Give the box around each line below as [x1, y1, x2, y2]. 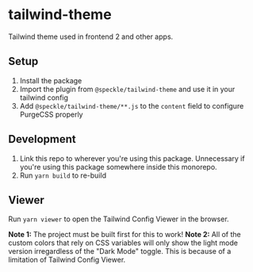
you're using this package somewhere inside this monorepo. [19, 162, 217, 171]
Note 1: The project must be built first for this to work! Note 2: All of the [8, 230, 242, 239]
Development [8, 132, 77, 146]
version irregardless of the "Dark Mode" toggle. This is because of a [8, 247, 232, 256]
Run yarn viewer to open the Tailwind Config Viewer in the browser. [8, 214, 229, 224]
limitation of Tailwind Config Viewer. [8, 255, 126, 265]
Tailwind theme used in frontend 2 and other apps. [8, 32, 174, 41]
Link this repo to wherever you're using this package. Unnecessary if [19, 153, 245, 163]
